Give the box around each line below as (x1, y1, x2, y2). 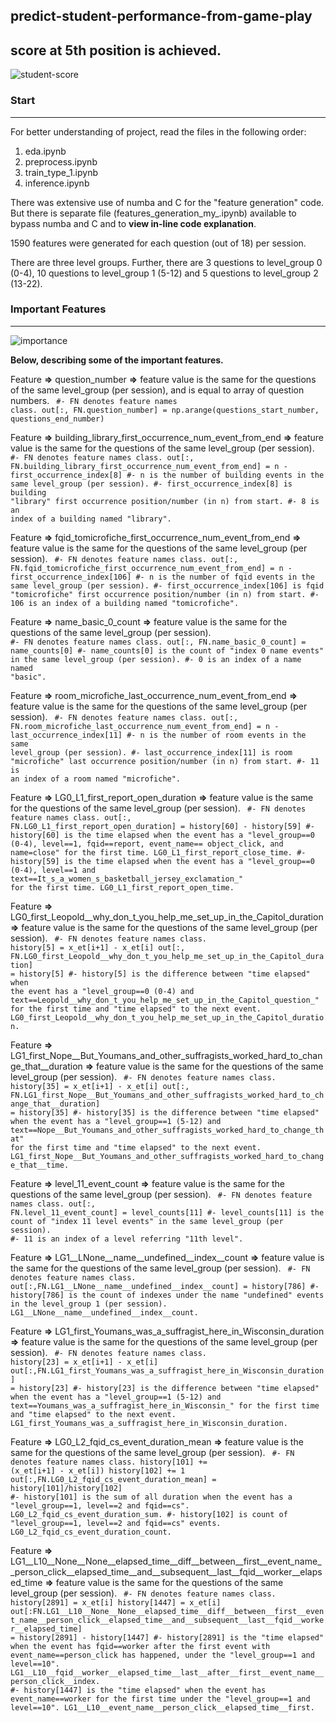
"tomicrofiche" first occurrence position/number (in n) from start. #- (10, 589, 320, 599)
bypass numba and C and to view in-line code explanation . (10, 217, 257, 229)
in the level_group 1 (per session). (10, 1299, 168, 1309)
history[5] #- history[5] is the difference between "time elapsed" (19, 969, 311, 979)
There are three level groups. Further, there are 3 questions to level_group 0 (10, 256, 323, 268)
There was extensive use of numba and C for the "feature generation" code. (10, 196, 325, 208)
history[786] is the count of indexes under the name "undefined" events (10, 1290, 325, 1300)
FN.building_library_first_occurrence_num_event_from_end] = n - (10, 461, 288, 471)
